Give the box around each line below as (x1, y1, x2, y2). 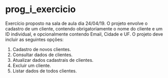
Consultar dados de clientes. (12, 52, 73, 58)
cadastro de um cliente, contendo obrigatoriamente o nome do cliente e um (5, 25, 163, 31)
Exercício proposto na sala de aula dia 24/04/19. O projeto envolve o (5, 20, 148, 26)
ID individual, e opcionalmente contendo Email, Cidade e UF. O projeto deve (5, 31, 163, 37)
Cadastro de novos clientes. (12, 46, 71, 52)
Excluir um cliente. (12, 62, 52, 68)
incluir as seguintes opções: (5, 36, 64, 43)
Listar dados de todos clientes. (12, 67, 77, 74)
